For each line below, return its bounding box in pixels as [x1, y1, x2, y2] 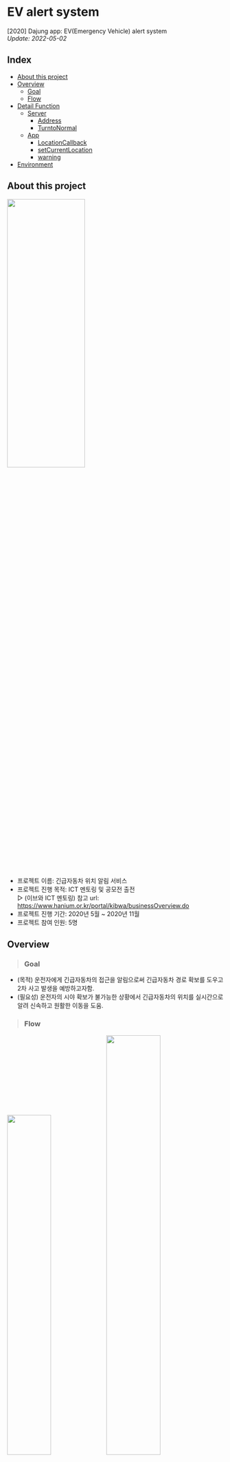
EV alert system [7, 4, 100, 20]
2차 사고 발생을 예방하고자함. [16, 984, 95, 993]
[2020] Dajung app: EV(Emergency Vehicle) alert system [7, 27, 168, 35]
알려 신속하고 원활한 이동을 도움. [16, 1002, 104, 1010]
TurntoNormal [37, 123, 78, 131]
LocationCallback [37, 138, 87, 147]
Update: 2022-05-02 [7, 34, 67, 42]
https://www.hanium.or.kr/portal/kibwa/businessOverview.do [16, 901, 189, 909]
